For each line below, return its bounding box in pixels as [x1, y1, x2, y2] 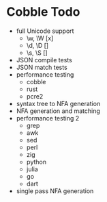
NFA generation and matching [16, 107, 100, 115]
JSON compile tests [16, 55, 72, 64]
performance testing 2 [16, 114, 80, 122]
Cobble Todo [6, 4, 80, 20]
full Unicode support [16, 27, 74, 35]
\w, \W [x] [26, 34, 54, 42]
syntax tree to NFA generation [16, 99, 101, 108]
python [26, 157, 47, 166]
